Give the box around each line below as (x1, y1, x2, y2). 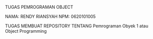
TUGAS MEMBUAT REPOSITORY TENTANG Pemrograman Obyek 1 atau (5, 23, 149, 29)
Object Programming (5, 28, 47, 34)
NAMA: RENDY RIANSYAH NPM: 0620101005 (5, 14, 96, 19)
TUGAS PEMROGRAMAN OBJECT (5, 4, 74, 10)
